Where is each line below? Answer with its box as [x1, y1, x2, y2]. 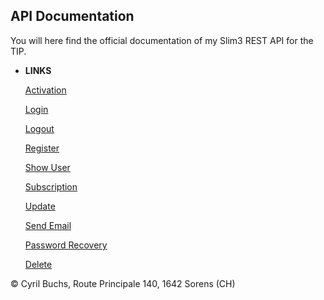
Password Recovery [24, 239, 108, 251]
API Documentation [10, 8, 135, 25]
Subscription [24, 180, 78, 193]
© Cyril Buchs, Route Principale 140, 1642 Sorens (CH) [10, 277, 236, 289]
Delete [24, 258, 53, 270]
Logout [24, 122, 55, 134]
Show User [24, 161, 71, 173]
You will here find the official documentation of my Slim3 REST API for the [10, 34, 314, 46]
